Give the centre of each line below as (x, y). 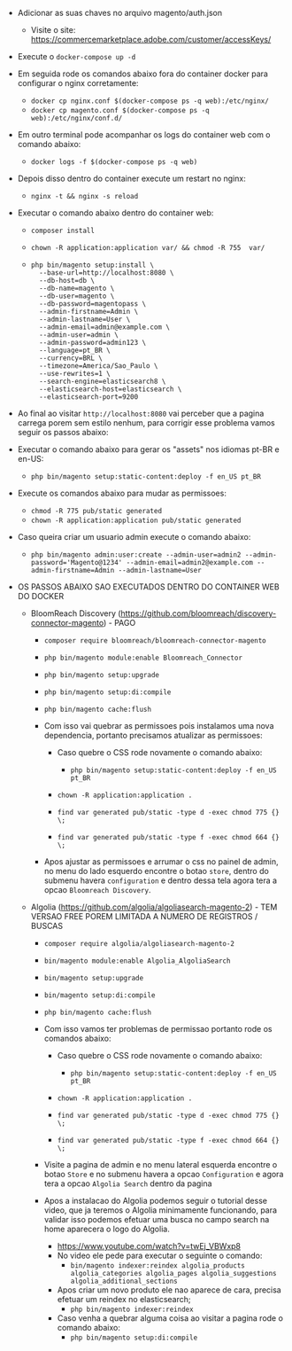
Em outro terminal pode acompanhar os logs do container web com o (144, 135)
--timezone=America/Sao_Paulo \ (98, 366)
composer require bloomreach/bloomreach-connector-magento (155, 641)
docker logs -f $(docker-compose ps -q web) (114, 162)
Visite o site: (53, 30)
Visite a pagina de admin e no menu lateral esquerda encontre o (161, 1164)
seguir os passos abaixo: (63, 432)
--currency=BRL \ (71, 358)
